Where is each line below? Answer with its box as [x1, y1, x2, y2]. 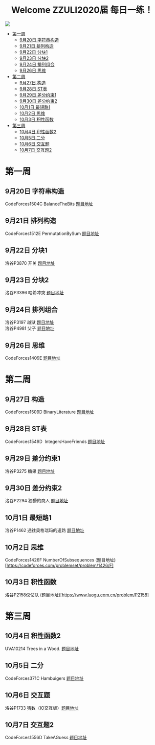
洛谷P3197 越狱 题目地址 [5, 319, 54, 326]
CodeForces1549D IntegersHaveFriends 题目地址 [5, 439, 105, 444]
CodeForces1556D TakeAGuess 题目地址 [5, 735, 87, 741]
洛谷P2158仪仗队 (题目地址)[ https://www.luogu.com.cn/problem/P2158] [5, 592, 149, 598]
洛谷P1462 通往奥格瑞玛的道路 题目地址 [5, 527, 85, 534]
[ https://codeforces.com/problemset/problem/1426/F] [5, 562, 114, 568]
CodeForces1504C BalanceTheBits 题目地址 [5, 201, 93, 207]
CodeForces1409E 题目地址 [5, 355, 61, 361]
